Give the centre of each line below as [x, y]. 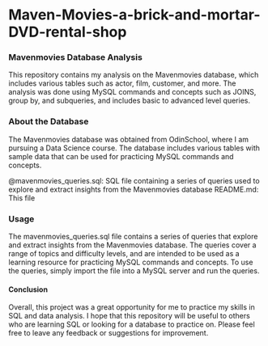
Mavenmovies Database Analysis [76, 57]
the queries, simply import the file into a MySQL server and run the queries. [134, 271]
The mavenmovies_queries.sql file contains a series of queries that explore [133, 237]
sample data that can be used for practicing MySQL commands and [121, 156]
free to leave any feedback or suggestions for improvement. [108, 333]
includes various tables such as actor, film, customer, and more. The [122, 83]
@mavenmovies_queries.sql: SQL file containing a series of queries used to [134, 180]
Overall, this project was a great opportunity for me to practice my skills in [132, 307]
